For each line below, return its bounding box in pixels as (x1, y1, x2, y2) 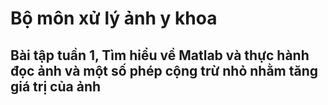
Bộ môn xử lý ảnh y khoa (10, 7, 218, 30)
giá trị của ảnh (10, 78, 102, 95)
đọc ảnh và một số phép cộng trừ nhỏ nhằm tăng (10, 62, 319, 79)
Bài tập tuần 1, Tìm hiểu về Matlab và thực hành (10, 47, 310, 64)
